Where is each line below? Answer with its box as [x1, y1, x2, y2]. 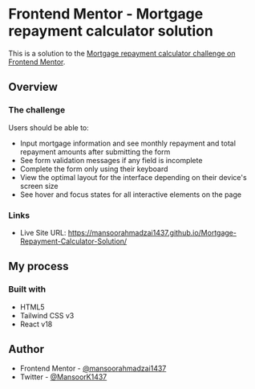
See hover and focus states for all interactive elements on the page [19, 190, 242, 199]
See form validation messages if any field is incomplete [19, 155, 203, 165]
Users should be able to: [8, 122, 90, 133]
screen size [19, 181, 59, 190]
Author [8, 342, 44, 356]
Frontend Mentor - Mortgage [8, 5, 204, 23]
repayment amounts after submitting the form [19, 146, 171, 157]
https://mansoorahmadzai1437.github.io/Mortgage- [67, 227, 237, 237]
